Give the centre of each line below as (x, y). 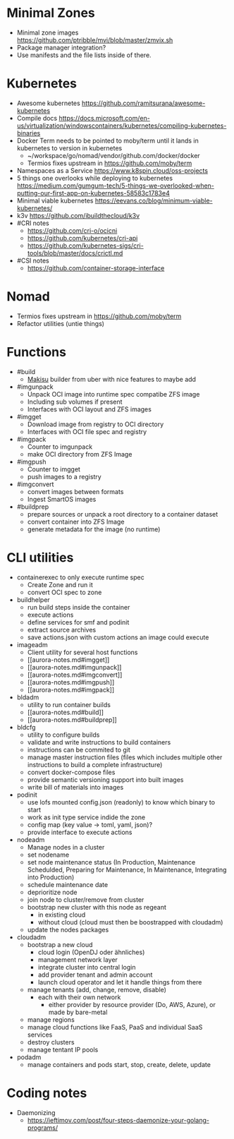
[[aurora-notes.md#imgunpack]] (74, 667)
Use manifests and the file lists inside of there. (84, 55)
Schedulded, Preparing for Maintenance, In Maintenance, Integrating (127, 869)
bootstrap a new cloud (60, 944)
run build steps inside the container (79, 607)
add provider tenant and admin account (95, 975)
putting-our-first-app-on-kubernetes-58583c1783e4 (93, 193)
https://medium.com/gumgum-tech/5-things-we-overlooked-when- (115, 186)
